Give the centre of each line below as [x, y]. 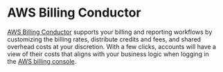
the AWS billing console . [42, 61]
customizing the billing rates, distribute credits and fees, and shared [104, 39]
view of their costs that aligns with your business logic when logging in [108, 54]
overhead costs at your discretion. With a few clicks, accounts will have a [112, 46]
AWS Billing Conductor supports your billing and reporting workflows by [110, 32]
